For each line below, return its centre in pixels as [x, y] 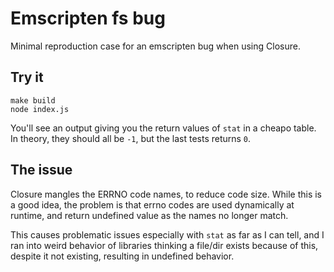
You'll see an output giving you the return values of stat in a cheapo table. [163, 128]
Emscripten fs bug [88, 18]
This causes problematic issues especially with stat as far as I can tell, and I [167, 234]
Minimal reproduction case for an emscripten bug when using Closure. [155, 46]
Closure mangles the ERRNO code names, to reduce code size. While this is [166, 194]
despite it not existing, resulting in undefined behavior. [122, 256]
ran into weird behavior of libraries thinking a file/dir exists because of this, [164, 245]
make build [33, 100]
